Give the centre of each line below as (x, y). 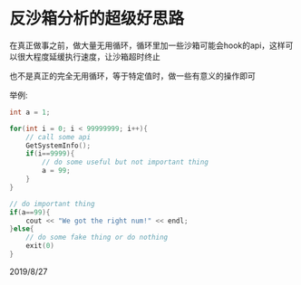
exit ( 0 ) (40, 246)
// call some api (58, 137)
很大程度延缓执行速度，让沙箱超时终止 (88, 56)
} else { (22, 229)
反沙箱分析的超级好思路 (97, 19)
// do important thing (52, 204)
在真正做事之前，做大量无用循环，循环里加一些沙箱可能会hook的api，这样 (147, 45)
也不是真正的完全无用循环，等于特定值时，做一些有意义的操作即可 (132, 76)
